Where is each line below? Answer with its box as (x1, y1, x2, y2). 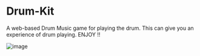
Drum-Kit (6, 4, 55, 18)
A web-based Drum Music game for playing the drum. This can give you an (6, 24, 194, 32)
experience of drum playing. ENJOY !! (6, 30, 101, 38)
